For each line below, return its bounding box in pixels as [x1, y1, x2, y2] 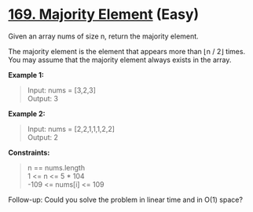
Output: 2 [27, 132, 59, 142]
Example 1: [8, 70, 45, 79]
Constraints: [8, 148, 50, 157]
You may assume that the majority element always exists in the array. [8, 55, 232, 64]
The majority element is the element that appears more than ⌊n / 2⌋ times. [8, 46, 246, 56]
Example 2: [8, 108, 46, 119]
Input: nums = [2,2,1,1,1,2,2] [27, 124, 115, 133]
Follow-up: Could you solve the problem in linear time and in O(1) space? [8, 195, 244, 204]
